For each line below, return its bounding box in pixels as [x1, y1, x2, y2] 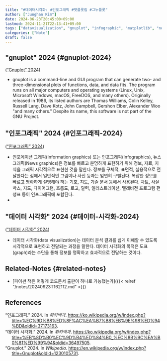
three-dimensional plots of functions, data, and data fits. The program [12, 82, 156, 88]
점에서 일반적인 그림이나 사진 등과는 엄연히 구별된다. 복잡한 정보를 [29, 172, 158, 178]
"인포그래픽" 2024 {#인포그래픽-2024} [5, 129, 123, 137]
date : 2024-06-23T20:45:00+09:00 [5, 16, 75, 21]
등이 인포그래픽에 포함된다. [21, 191, 74, 197]
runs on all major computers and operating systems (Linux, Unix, [12, 87, 145, 93]
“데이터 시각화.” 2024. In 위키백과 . [5, 329, 72, 335]
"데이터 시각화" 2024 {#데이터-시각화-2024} [5, 212, 140, 221]
